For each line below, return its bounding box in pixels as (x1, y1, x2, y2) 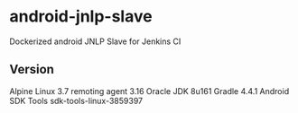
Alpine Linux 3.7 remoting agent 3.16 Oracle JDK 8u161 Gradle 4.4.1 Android (9, 85, 290, 96)
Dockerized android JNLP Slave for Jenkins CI (9, 36, 182, 47)
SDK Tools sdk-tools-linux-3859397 (9, 95, 143, 106)
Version (9, 62, 54, 77)
